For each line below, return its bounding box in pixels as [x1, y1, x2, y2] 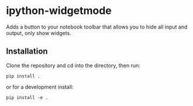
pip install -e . [6, 94, 49, 100]
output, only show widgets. [6, 29, 71, 36]
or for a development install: [6, 83, 74, 90]
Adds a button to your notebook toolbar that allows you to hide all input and [6, 23, 188, 30]
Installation [6, 47, 48, 56]
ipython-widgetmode [6, 4, 112, 17]
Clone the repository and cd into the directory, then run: [6, 62, 140, 69]
